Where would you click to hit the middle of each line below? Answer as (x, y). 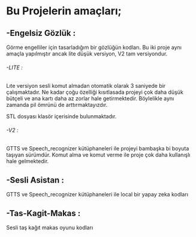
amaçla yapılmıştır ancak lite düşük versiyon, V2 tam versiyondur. (87, 54)
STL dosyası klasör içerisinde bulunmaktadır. (61, 116)
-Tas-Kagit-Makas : (43, 213)
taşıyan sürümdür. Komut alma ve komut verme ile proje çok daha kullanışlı (98, 155)
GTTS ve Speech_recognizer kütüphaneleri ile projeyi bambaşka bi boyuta (98, 149)
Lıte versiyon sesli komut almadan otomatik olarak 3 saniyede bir (86, 86)
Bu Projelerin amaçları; (64, 11)
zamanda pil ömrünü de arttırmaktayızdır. (57, 105)
